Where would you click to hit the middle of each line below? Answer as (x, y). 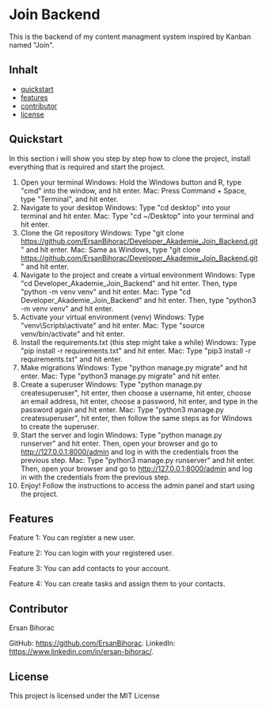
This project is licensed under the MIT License (85, 696)
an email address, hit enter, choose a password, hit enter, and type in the (139, 401)
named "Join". (32, 44)
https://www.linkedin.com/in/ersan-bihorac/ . (81, 652)
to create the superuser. (60, 427)
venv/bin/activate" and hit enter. (72, 334)
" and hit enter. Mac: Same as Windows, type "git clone (110, 249)
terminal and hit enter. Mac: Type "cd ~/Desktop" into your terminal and (137, 216)
